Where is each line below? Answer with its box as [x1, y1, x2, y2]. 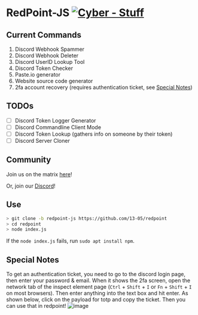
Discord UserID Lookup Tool [14, 59, 85, 65]
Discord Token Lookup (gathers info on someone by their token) [14, 130, 173, 137]
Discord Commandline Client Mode [14, 123, 102, 131]
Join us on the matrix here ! [6, 170, 72, 178]
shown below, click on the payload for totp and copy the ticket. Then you [6, 296, 186, 303]
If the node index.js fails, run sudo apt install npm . [6, 237, 135, 244]
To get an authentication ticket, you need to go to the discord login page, [6, 271, 185, 278]
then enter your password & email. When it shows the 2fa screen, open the [6, 277, 190, 284]
